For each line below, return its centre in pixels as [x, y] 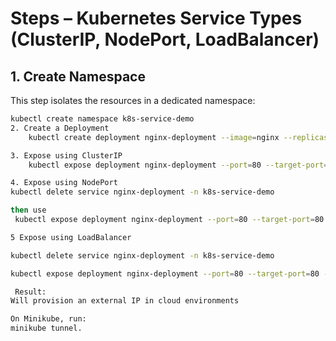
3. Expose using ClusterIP [66, 155]
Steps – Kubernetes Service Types [156, 18]
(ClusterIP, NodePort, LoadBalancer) [165, 39]
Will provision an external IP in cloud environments [125, 301]
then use [28, 210]
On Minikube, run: [48, 319]
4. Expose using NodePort [64, 183]
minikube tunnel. [46, 328]
